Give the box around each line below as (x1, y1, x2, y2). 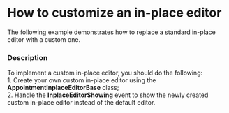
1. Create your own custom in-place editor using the (7, 76, 156, 84)
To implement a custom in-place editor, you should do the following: (7, 68, 203, 77)
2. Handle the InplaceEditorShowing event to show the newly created (7, 91, 209, 99)
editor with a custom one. (7, 35, 81, 43)
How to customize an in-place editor (7, 5, 222, 21)
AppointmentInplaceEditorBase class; (7, 84, 119, 92)
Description (7, 52, 48, 62)
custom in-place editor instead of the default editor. (7, 98, 156, 107)
